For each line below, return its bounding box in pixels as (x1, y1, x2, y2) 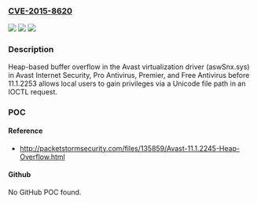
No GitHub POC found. (8, 187, 82, 197)
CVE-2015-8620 (8, 6, 73, 17)
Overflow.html (19, 152, 65, 161)
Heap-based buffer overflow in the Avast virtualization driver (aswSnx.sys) (8, 61, 250, 72)
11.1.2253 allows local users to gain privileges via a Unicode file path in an (8, 79, 246, 88)
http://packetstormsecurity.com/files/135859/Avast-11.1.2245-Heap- (19, 143, 240, 153)
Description (8, 44, 54, 55)
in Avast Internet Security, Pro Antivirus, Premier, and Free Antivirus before (8, 70, 250, 79)
